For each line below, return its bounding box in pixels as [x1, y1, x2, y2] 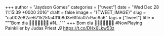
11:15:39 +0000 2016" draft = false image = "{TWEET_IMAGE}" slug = [5, 9, 146, 15]
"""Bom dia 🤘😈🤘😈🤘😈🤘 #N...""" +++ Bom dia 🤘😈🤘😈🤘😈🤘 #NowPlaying [5, 20, 142, 26]
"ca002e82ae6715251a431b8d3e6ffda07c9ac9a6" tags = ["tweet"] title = [5, 15, 155, 20]
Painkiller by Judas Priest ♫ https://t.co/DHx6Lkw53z [5, 25, 115, 31]
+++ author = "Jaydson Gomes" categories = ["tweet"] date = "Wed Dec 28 [5, 4, 159, 10]
